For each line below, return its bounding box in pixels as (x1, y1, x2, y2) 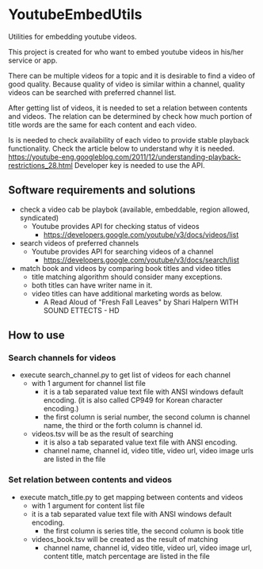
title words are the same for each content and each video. (8, 120, 197, 129)
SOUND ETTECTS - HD (43, 305, 120, 315)
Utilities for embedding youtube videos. (8, 32, 137, 41)
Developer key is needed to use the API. (74, 160, 205, 170)
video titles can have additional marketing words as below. (31, 288, 223, 298)
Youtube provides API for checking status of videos (31, 221, 200, 231)
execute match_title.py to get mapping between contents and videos (19, 492, 243, 502)
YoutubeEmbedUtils (8, 6, 143, 24)
